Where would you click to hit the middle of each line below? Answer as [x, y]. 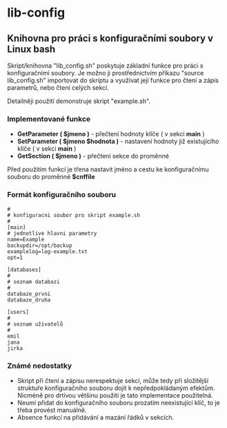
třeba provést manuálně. [52, 410]
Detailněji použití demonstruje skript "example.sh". [79, 101]
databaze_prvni [29, 294]
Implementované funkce [49, 119]
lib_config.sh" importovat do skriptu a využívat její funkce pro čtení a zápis [113, 80]
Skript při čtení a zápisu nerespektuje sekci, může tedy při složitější [113, 380]
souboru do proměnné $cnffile [51, 177]
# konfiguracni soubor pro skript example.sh [73, 215]
